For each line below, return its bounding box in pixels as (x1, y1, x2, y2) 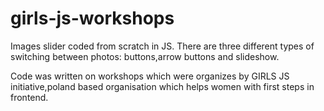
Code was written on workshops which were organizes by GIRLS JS (10, 70, 290, 82)
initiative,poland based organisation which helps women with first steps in (10, 80, 315, 92)
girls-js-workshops (10, 7, 175, 30)
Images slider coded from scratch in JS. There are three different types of (10, 40, 315, 52)
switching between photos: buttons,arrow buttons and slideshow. (10, 50, 280, 62)
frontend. (10, 91, 49, 103)
